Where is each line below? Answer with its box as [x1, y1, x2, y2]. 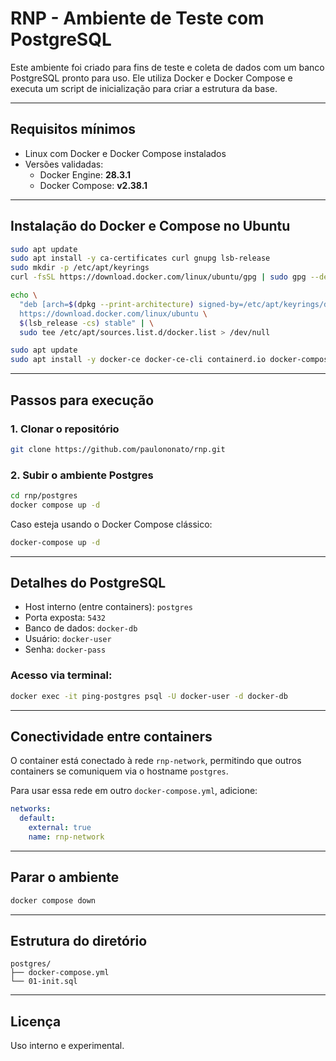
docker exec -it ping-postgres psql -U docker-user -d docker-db [10, 691, 288, 701]
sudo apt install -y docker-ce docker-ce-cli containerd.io [10, 355, 267, 365]
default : [19, 813, 56, 824]
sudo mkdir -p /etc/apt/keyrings [10, 263, 150, 273]
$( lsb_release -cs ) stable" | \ [19, 318, 155, 328]
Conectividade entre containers [10, 728, 213, 746]
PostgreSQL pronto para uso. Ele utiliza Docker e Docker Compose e [10, 72, 293, 84]
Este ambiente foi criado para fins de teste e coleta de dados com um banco [10, 61, 325, 73]
